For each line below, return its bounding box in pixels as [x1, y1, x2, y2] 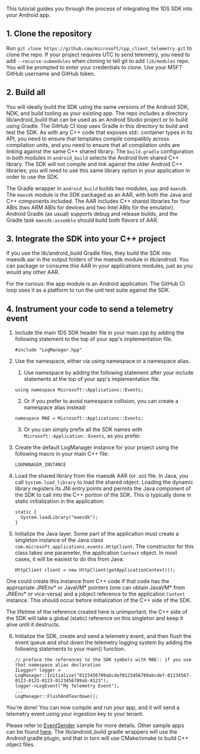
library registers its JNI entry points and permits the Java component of [14, 485, 191, 492]
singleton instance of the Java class [14, 536, 103, 544]
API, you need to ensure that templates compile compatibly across [6, 135, 170, 142]
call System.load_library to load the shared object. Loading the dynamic [14, 478, 194, 486]
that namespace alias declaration [14, 662, 101, 668]
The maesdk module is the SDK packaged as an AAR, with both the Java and [6, 191, 192, 198]
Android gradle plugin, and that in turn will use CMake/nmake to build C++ [6, 735, 189, 742]
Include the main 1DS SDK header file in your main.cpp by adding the [14, 329, 184, 337]
